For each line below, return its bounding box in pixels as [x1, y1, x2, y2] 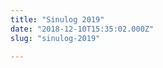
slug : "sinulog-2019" [10, 33, 101, 43]
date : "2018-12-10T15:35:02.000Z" [10, 24, 155, 34]
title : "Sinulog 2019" [10, 14, 105, 25]
